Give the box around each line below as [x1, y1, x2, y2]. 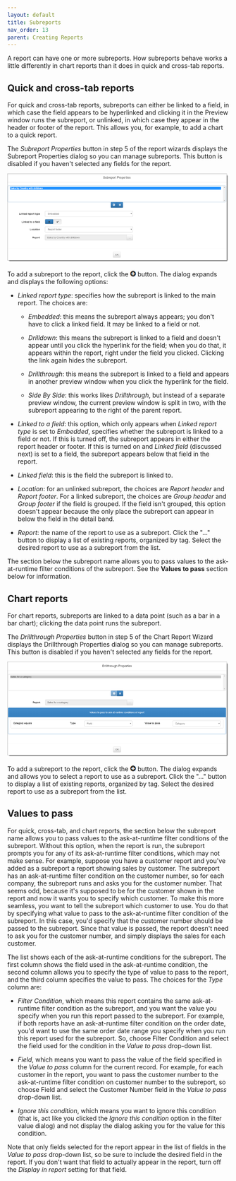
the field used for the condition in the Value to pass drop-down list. [17, 1041, 213, 1050]
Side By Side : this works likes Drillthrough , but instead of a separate [27, 391, 225, 399]
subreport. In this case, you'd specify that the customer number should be [7, 916, 223, 925]
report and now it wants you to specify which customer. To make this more [7, 894, 224, 903]
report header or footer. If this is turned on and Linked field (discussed [17, 442, 222, 451]
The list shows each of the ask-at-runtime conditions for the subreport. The [7, 953, 227, 961]
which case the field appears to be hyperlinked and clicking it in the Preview [7, 108, 229, 117]
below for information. [7, 572, 72, 581]
